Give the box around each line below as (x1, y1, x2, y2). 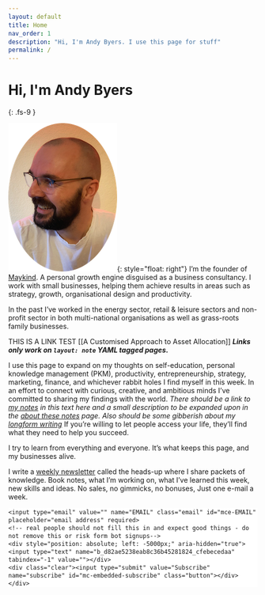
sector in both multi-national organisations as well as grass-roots (27, 313, 240, 323)
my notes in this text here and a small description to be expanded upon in (8, 403, 249, 412)
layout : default (8, 13, 62, 21)
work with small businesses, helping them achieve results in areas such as (8, 281, 251, 290)
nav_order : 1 (8, 29, 51, 37)
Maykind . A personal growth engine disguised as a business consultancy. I (8, 273, 252, 282)
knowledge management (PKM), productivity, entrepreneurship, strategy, (8, 369, 247, 379)
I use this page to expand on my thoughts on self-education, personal (8, 361, 236, 370)
